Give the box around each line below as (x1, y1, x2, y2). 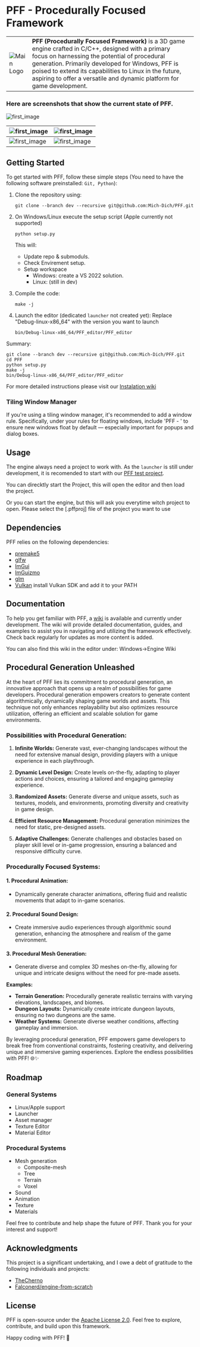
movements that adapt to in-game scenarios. (14, 897, 126, 904)
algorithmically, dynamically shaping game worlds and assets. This (6, 697, 170, 704)
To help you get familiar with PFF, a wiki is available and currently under (6, 615, 182, 622)
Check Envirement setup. (23, 260, 86, 267)
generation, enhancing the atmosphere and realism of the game (14, 930, 171, 937)
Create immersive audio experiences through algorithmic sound (14, 924, 171, 931)
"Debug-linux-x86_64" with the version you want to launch (14, 318, 159, 325)
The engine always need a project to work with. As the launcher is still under (6, 463, 193, 470)
